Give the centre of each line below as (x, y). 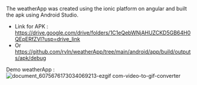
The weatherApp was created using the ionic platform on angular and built (97, 9)
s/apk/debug (30, 58)
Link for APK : (31, 26)
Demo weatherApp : (30, 70)
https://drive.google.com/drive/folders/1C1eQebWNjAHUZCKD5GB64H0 (103, 33)
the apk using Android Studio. (42, 15)
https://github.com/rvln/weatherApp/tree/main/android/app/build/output (103, 52)
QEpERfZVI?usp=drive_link (47, 39)
